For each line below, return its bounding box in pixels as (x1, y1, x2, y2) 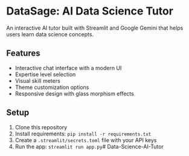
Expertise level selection (14, 71, 76, 78)
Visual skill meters (14, 77, 60, 84)
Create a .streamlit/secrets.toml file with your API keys (14, 136, 157, 143)
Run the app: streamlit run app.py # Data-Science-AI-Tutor (14, 143, 164, 150)
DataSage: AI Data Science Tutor (6, 4, 174, 18)
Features (6, 48, 40, 59)
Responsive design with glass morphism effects (14, 89, 134, 97)
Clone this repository (14, 123, 68, 131)
